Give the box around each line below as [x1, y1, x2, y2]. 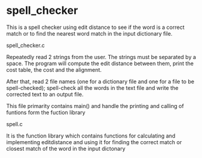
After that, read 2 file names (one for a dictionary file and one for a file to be [6, 78, 195, 85]
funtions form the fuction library [6, 109, 86, 116]
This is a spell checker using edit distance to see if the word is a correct [6, 24, 185, 31]
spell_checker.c [6, 42, 45, 49]
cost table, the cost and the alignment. [6, 66, 102, 73]
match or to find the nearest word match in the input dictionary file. [6, 30, 173, 37]
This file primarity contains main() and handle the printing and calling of [6, 102, 184, 109]
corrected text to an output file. [6, 90, 84, 98]
